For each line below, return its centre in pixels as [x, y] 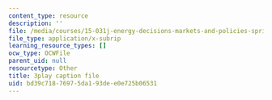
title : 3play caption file [54, 76]
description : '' [36, 23]
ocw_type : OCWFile [39, 53]
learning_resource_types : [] [57, 46]
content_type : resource [49, 16]
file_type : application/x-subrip [65, 38]
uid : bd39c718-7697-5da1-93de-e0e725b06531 [83, 83]
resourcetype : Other [43, 69]
